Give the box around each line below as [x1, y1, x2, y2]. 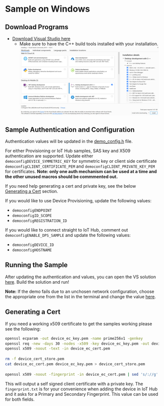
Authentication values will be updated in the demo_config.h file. [5, 138, 133, 144]
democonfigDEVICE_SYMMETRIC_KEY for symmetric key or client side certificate [5, 158, 157, 164]
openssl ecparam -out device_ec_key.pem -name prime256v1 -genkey [5, 336, 143, 341]
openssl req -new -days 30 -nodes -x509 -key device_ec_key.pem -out [5, 341, 150, 346]
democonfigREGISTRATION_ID [12, 218, 67, 224]
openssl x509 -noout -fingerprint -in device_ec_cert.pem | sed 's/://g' [5, 372, 159, 377]
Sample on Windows [5, 3, 90, 15]
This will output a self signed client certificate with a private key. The [5, 381, 143, 387]
